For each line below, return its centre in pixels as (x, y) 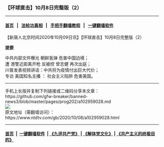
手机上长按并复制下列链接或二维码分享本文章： (52, 91)
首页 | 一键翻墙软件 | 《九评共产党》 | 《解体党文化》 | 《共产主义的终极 (78, 134)
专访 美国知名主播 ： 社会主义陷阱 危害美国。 (50, 76)
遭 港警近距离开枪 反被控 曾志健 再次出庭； (48, 64)
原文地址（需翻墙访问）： (30, 112)
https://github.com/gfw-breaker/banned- (46, 96)
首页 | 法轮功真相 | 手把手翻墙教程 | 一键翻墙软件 (59, 25)
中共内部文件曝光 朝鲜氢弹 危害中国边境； (47, 58)
